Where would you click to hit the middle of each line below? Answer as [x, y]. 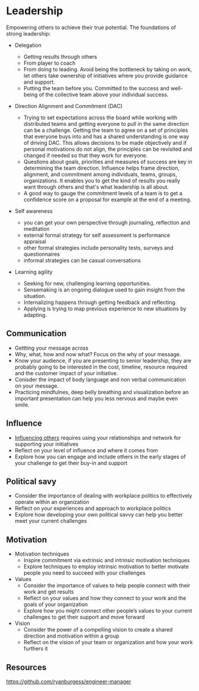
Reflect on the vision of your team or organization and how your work [108, 642]
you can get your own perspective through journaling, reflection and [107, 222]
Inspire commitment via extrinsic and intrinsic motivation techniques [107, 560]
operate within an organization [52, 502]
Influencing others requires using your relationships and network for [98, 438]
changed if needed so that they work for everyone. [86, 155]
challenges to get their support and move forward [84, 617]
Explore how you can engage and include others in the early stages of [100, 457]
